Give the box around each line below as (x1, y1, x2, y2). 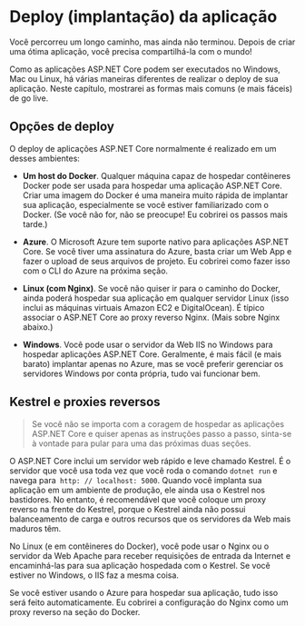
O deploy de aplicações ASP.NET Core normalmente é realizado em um (9, 143, 277, 154)
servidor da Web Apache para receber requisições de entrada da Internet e (9, 550, 291, 561)
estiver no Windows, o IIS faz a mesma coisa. (9, 570, 180, 581)
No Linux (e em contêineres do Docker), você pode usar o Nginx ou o (9, 541, 270, 551)
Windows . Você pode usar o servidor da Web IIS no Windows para (22, 339, 274, 350)
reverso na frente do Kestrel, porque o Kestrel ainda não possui (9, 503, 246, 514)
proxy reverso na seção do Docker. (9, 606, 141, 617)
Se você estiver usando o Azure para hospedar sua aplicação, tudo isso (9, 587, 279, 598)
